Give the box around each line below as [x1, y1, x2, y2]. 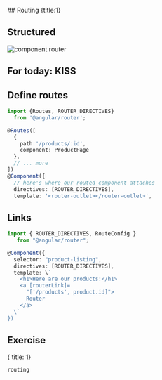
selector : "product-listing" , [13, 256, 102, 263]
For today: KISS [7, 65, 76, 77]
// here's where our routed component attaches [13, 179, 156, 186]
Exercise [7, 334, 46, 346]
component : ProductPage [20, 147, 90, 154]
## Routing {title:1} [7, 6, 61, 14]
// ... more [13, 159, 49, 167]
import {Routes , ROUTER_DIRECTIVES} [7, 108, 114, 115]
